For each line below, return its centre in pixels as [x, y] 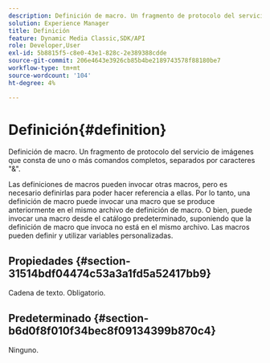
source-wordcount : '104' [50, 75]
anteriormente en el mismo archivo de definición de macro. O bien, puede [131, 210]
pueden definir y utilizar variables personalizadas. [91, 236]
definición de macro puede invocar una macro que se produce [112, 202]
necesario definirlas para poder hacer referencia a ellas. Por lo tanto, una [129, 193]
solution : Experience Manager [59, 23]
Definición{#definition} [88, 130]
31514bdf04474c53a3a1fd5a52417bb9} [110, 273]
